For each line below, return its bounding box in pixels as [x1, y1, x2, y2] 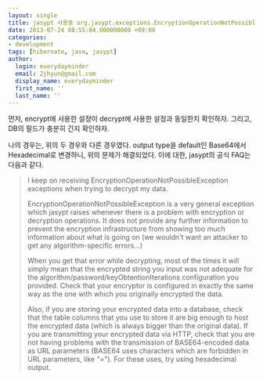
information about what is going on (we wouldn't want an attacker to [27, 233, 248, 242]
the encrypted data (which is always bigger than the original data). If [27, 321, 248, 331]
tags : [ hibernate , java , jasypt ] [8, 48, 117, 56]
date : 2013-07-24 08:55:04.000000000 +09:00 [8, 26, 156, 34]
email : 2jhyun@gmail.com [15, 70, 96, 78]
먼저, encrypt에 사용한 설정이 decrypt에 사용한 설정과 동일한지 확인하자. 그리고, [8, 114, 252, 124]
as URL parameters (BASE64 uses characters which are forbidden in [27, 346, 249, 356]
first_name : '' [15, 84, 65, 92]
